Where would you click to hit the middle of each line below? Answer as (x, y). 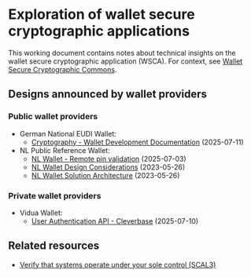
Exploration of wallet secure (102, 15)
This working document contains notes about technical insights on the (122, 53)
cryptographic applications (99, 31)
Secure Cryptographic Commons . (63, 69)
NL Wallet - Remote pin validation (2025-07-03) (109, 159)
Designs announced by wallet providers (107, 95)
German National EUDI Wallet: (68, 133)
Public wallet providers (53, 117)
